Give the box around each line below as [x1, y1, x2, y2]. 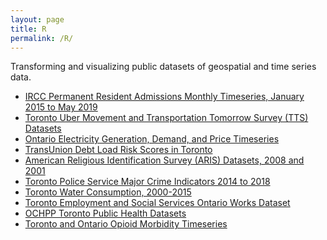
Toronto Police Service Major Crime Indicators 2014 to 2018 [24, 176, 271, 188]
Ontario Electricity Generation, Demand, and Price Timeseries [24, 133, 280, 145]
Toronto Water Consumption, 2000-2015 [24, 186, 192, 198]
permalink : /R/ [10, 33, 74, 43]
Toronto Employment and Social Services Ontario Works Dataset [24, 197, 291, 209]
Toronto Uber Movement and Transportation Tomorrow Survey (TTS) [24, 112, 309, 124]
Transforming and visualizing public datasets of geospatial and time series [10, 61, 317, 73]
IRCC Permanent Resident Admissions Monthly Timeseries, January [24, 91, 305, 103]
